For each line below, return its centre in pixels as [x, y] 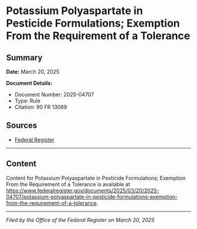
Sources [22, 126]
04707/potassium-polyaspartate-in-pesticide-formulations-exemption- [92, 197]
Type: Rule [28, 101]
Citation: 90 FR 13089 [41, 107]
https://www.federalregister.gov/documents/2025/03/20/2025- [83, 190]
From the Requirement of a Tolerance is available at [68, 184]
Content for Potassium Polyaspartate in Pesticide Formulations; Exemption [96, 178]
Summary [24, 57]
